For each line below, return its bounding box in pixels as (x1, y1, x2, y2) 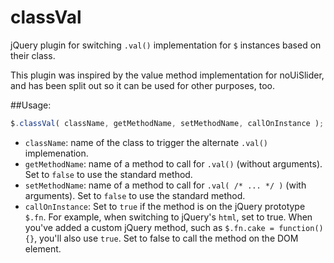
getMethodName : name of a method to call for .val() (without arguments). (24, 157, 323, 170)
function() (278, 223, 324, 233)
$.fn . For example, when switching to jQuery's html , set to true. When (24, 211, 313, 223)
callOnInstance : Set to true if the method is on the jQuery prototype (24, 200, 306, 212)
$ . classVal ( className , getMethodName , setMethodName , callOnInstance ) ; (10, 118, 325, 128)
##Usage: (10, 99, 52, 111)
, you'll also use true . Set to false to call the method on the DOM (34, 232, 299, 244)
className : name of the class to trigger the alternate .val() (24, 136, 268, 148)
